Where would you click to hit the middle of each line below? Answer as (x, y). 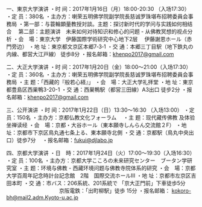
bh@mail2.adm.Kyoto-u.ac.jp (42, 197)
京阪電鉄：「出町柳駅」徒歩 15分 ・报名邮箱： (115, 191)
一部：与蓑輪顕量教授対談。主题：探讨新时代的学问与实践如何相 (108, 24)
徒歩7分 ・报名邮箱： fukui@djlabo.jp (65, 140)
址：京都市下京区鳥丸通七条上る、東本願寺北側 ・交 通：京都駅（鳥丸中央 (97, 132)
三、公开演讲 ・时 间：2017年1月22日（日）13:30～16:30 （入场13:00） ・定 (100, 110)
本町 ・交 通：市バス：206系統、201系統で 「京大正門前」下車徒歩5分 (98, 183)
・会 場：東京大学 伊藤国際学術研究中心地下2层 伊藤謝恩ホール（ (100, 39)
